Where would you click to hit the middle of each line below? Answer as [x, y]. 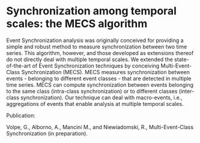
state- [181, 59]
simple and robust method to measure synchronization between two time [97, 47]
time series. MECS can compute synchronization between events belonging [100, 84]
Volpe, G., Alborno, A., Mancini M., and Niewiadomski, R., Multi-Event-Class [100, 127]
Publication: [21, 115]
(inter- [186, 91]
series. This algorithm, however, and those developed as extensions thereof [100, 53]
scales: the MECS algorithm [77, 24]
